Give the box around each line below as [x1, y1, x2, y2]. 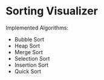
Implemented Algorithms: [5, 24, 69, 31]
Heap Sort [14, 42, 41, 49]
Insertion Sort [14, 61, 49, 69]
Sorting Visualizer [5, 4, 98, 18]
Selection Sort [14, 55, 50, 62]
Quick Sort [14, 67, 42, 75]
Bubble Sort [14, 35, 45, 43]
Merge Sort [14, 48, 43, 55]
